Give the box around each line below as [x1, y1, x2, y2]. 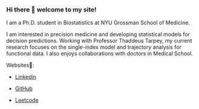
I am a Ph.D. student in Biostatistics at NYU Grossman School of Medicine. [6, 19, 191, 26]
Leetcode [14, 96, 39, 104]
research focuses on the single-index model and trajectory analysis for [6, 43, 182, 51]
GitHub [14, 85, 33, 92]
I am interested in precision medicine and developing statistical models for [6, 31, 191, 38]
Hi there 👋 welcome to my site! [6, 5, 97, 14]
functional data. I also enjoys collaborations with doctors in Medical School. [6, 50, 194, 57]
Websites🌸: [6, 61, 34, 69]
